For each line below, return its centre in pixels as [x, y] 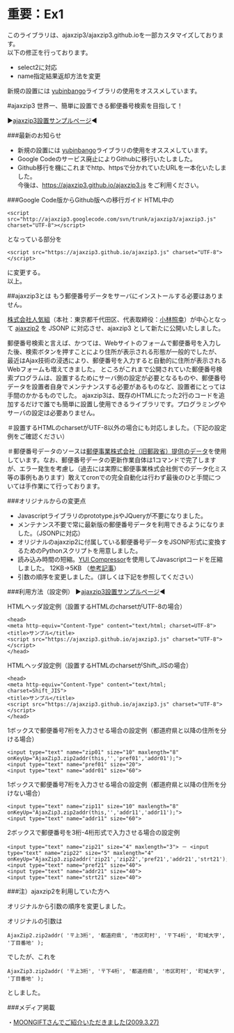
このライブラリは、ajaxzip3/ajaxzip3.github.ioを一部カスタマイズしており [112, 35]
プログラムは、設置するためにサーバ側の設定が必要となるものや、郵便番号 [119, 378]
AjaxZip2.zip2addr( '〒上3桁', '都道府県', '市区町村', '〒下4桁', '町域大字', [116, 935]
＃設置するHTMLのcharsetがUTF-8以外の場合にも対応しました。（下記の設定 [117, 427]
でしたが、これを [32, 956]
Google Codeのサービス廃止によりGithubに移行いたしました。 [107, 158]
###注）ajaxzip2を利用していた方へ [58, 891]
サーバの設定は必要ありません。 [53, 413]
